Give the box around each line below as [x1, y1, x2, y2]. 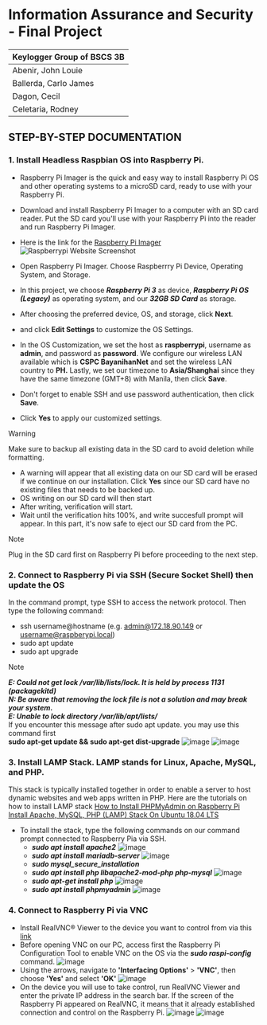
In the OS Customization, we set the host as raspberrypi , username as [19, 340, 252, 350]
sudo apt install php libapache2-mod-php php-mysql [31, 868, 213, 878]
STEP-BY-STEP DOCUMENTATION [8, 131, 182, 144]
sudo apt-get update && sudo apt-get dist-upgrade [8, 737, 180, 746]
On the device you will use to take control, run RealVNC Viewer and [19, 982, 241, 992]
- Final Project [8, 22, 103, 41]
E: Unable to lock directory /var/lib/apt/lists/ [8, 711, 158, 721]
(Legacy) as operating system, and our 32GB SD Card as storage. [19, 293, 237, 303]
